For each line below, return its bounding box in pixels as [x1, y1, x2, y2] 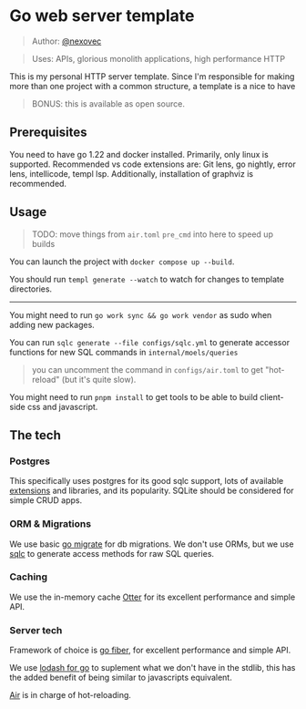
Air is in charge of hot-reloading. [9, 690, 132, 701]
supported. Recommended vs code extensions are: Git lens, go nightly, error [9, 159, 296, 170]
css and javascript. [26, 401, 98, 412]
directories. [9, 283, 53, 294]
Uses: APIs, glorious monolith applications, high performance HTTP [31, 53, 285, 64]
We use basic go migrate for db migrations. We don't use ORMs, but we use [9, 539, 294, 550]
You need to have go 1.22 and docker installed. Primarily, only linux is [9, 149, 269, 159]
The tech [9, 427, 61, 443]
